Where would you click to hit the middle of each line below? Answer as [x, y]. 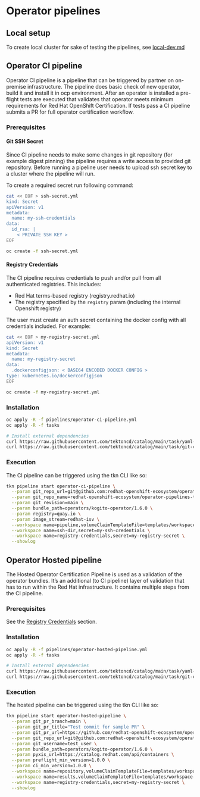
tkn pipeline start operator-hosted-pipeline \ [66, 716]
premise [16, 86]
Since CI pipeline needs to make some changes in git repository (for [89, 154]
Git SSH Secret [25, 142]
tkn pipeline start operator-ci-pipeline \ [61, 486]
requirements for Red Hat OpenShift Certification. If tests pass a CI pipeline [98, 105]
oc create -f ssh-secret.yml [42, 251]
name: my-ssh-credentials [44, 218]
